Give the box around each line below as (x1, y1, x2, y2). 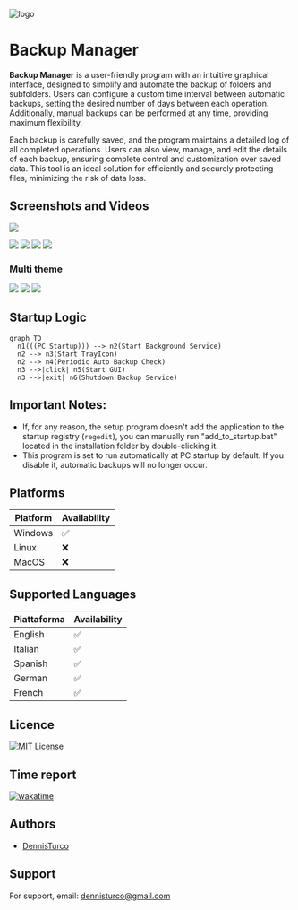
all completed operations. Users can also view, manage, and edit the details (9, 143, 288, 154)
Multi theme (9, 263, 64, 275)
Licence (9, 717, 55, 732)
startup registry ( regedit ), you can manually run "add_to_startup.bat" (21, 430, 277, 441)
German (13, 672, 47, 685)
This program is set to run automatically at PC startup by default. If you (21, 449, 285, 461)
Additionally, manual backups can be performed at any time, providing (9, 108, 268, 118)
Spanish (13, 657, 48, 670)
